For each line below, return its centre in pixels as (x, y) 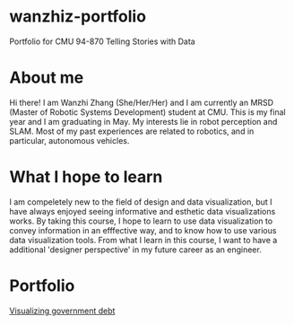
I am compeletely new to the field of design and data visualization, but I (141, 202)
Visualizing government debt (62, 311)
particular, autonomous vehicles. (69, 140)
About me (47, 78)
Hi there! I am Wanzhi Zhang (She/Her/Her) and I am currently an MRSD (142, 102)
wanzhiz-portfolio (78, 17)
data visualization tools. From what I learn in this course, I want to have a (143, 240)
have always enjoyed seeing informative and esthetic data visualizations (143, 211)
